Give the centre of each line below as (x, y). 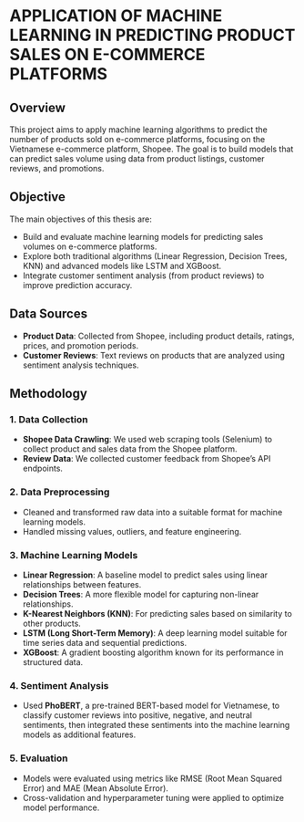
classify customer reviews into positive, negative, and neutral (137, 715)
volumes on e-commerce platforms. (90, 246)
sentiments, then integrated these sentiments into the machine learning (156, 725)
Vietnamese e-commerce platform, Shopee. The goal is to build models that (152, 149)
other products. (52, 623)
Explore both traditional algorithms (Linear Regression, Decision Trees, (155, 255)
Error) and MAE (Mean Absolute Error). (95, 788)
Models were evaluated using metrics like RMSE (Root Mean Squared (152, 778)
